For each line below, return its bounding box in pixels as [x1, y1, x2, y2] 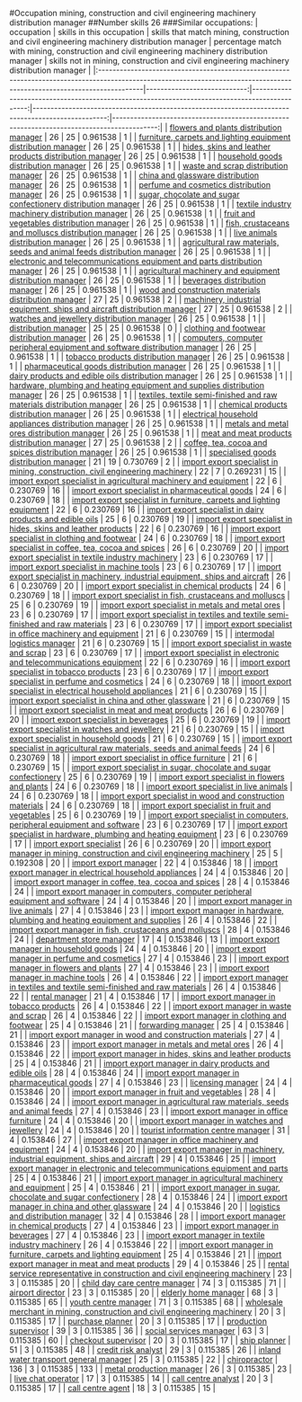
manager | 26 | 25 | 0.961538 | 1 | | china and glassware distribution [9, 170, 260, 181]
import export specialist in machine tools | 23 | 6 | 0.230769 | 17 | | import [9, 562, 281, 572]
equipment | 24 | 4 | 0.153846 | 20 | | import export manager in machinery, [9, 1144, 285, 1154]
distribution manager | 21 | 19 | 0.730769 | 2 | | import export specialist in [9, 457, 279, 466]
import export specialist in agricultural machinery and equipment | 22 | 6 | [9, 475, 283, 486]
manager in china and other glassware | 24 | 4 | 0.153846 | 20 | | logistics [9, 1202, 280, 1211]
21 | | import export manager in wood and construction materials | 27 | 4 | [9, 1029, 280, 1040]
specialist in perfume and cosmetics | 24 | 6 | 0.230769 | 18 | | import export [9, 676, 292, 687]
